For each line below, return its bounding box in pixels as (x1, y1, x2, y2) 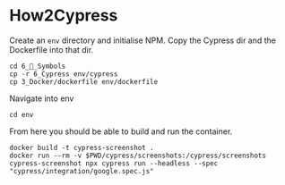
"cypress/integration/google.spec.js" (9, 166, 154, 175)
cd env (9, 110, 34, 119)
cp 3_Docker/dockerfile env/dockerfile (9, 77, 159, 86)
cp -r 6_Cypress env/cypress (9, 69, 118, 79)
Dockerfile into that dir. (9, 44, 94, 55)
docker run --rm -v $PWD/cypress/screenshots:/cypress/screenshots (9, 151, 267, 160)
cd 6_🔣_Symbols (9, 62, 66, 71)
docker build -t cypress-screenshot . (9, 143, 154, 152)
